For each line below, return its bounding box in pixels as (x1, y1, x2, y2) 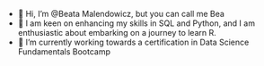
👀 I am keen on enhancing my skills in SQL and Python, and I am (17, 18, 256, 29)
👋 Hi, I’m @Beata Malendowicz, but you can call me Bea (17, 9, 224, 19)
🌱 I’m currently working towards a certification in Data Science (17, 37, 250, 47)
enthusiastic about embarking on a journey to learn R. (17, 28, 217, 37)
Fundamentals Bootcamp (17, 46, 110, 57)
